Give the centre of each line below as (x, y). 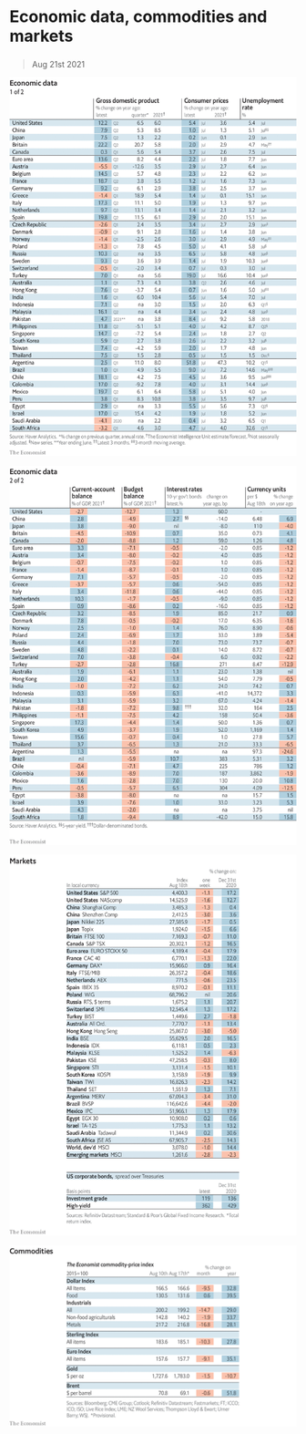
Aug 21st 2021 (58, 64)
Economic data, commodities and (138, 17)
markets (41, 36)
